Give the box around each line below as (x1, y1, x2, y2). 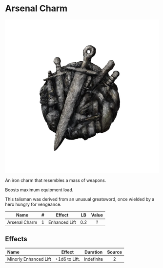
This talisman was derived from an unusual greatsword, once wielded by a (5, 196, 155, 202)
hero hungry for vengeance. (5, 201, 62, 207)
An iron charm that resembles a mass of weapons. (5, 177, 106, 183)
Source (107, 249, 122, 255)
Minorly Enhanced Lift (7, 256, 51, 262)
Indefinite (83, 256, 103, 262)
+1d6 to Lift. (55, 256, 80, 262)
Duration (84, 249, 103, 255)
